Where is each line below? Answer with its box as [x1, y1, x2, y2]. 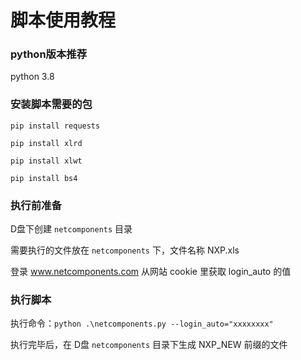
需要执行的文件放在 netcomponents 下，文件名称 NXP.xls [10, 244, 240, 256]
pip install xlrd [10, 138, 83, 148]
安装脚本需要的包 [10, 97, 93, 111]
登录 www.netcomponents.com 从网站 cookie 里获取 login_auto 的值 [10, 266, 292, 278]
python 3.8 [10, 71, 55, 83]
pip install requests [10, 121, 101, 131]
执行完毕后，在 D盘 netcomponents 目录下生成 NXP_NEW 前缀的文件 [10, 339, 288, 351]
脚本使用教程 [10, 9, 117, 32]
